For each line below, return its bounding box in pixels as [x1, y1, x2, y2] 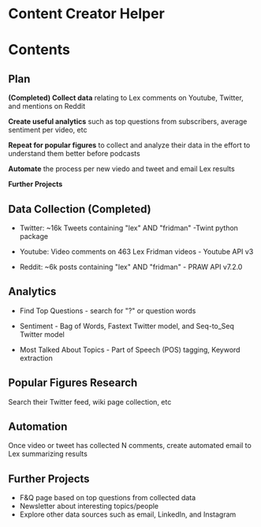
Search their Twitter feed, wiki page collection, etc [8, 397, 172, 406]
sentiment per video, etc [8, 125, 88, 135]
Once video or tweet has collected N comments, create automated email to [8, 441, 252, 450]
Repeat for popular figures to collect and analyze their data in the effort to [8, 140, 251, 150]
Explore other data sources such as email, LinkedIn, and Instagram [19, 510, 237, 519]
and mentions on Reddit [8, 102, 85, 111]
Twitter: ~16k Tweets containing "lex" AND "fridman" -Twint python [19, 223, 239, 233]
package [19, 232, 49, 241]
